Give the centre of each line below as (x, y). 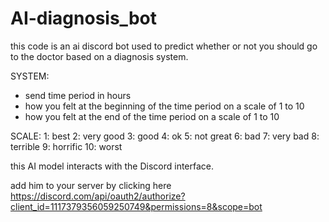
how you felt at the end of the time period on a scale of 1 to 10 (152, 116)
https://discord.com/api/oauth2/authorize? (98, 196)
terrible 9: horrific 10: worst (66, 146)
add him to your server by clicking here (91, 185)
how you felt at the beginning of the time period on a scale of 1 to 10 (164, 106)
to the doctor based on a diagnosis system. (99, 56)
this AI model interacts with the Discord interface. (112, 166)
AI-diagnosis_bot (83, 18)
